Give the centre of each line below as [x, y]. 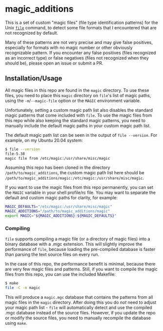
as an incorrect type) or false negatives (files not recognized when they [77, 58]
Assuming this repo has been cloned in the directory [58, 167]
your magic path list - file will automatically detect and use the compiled [79, 308]
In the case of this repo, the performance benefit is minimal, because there [80, 264]
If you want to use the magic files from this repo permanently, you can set [79, 187]
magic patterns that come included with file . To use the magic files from [79, 115]
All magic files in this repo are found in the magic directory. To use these [77, 90]
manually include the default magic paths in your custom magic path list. [78, 125]
